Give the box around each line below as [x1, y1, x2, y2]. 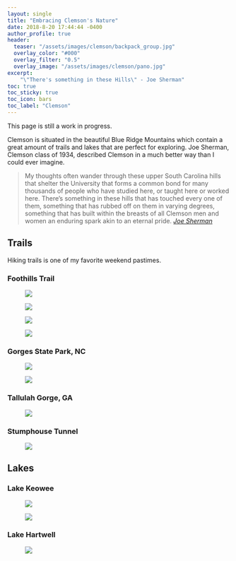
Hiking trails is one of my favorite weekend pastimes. [7, 256, 161, 264]
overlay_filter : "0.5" [13, 57, 81, 64]
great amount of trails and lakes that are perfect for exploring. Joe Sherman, [7, 143, 230, 151]
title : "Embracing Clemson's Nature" [7, 17, 119, 24]
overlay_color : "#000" [13, 50, 81, 57]
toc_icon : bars [7, 96, 52, 103]
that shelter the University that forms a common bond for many [24, 179, 208, 187]
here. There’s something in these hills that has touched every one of [24, 194, 223, 202]
